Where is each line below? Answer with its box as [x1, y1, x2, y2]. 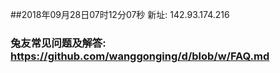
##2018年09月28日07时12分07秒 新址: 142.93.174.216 [10, 9, 230, 20]
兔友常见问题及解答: [10, 36, 107, 50]
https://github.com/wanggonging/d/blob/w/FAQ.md [10, 49, 270, 63]
